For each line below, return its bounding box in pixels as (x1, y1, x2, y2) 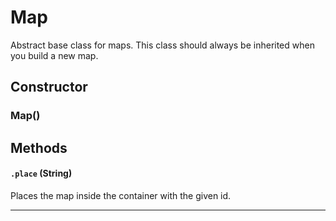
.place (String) (10, 167, 73, 180)
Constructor (10, 79, 88, 96)
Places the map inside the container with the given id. (10, 189, 232, 201)
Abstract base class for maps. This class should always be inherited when (10, 39, 315, 51)
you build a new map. (10, 49, 99, 61)
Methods (10, 139, 68, 156)
